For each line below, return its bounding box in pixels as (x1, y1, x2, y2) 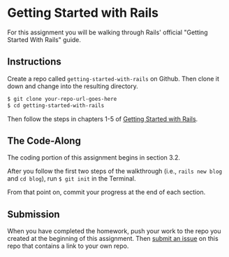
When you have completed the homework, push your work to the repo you (7, 227, 221, 235)
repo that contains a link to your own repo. (7, 242, 129, 250)
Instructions (7, 56, 61, 68)
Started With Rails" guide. (7, 35, 82, 43)
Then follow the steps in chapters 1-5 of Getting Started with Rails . (7, 114, 198, 123)
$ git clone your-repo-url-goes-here (7, 95, 117, 102)
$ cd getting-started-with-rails (7, 102, 105, 109)
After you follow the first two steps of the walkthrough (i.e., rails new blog (7, 167, 222, 176)
